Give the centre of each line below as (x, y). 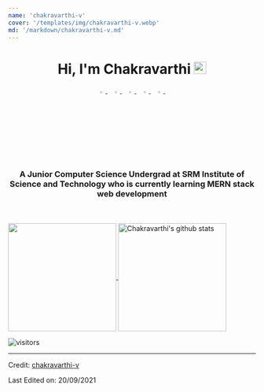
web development (132, 193)
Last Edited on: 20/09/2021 (52, 380)
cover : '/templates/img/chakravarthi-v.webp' (84, 23)
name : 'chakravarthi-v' (47, 15)
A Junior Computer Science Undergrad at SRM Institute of (132, 174)
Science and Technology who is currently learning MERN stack (132, 184)
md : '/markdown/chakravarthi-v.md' (66, 30)
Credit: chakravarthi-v (44, 365)
